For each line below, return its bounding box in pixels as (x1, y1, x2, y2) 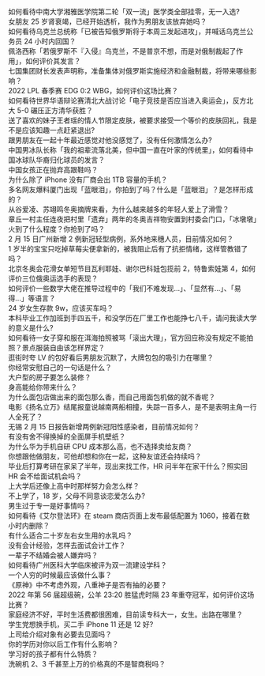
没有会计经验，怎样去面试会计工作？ (8, 541, 126, 549)
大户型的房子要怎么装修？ (8, 372, 91, 382)
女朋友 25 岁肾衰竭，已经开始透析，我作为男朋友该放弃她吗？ (8, 17, 207, 26)
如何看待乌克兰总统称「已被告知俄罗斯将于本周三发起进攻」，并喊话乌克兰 (8, 27, 247, 36)
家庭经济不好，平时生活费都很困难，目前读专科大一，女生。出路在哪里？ (8, 610, 243, 619)
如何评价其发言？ (24, 56, 81, 66)
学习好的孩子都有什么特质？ (8, 649, 99, 659)
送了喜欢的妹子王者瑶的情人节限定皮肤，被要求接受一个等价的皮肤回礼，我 (8, 115, 250, 125)
